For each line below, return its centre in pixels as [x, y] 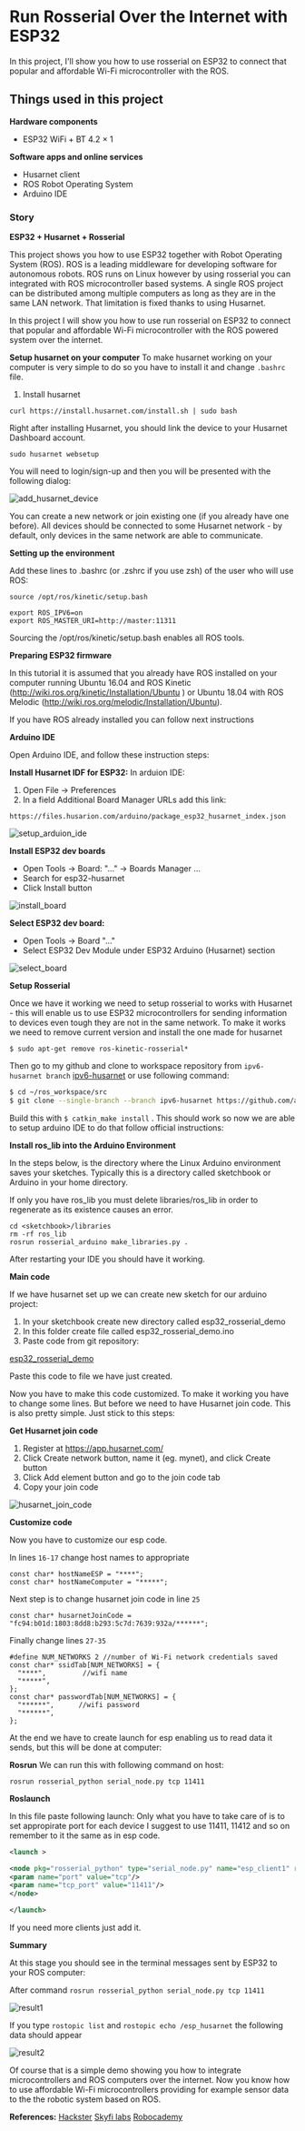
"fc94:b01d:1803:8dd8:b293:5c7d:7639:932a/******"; [109, 1623]
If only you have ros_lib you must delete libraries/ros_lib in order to [134, 1200]
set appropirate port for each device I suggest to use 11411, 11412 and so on [150, 1825]
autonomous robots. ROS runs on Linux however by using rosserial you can [150, 274]
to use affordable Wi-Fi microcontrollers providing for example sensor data [149, 2090]
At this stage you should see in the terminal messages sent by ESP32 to [143, 1963]
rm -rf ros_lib [38, 1234]
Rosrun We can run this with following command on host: [117, 1764]
